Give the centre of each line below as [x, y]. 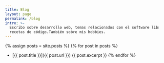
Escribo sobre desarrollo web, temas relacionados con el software [80, 28]
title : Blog [17, 9]
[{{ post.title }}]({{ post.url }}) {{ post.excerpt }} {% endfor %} [74, 55]
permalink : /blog [23, 18]
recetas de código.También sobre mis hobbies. [58, 32]
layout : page [18, 14]
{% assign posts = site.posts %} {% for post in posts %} [61, 46]
